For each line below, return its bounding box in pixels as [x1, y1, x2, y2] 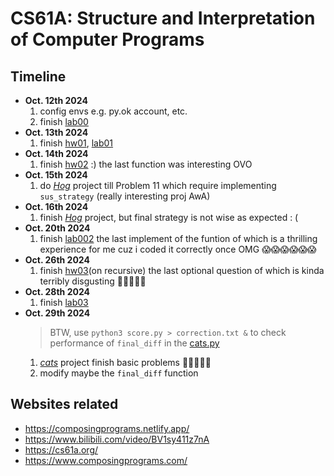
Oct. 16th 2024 [24, 201, 89, 212]
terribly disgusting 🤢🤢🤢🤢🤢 [39, 275, 147, 287]
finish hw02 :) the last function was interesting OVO [39, 158, 253, 170]
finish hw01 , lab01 [39, 137, 114, 149]
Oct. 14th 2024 [24, 148, 89, 159]
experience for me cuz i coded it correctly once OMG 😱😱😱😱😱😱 [39, 243, 317, 255]
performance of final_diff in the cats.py [49, 337, 220, 349]
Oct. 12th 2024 [24, 95, 88, 106]
